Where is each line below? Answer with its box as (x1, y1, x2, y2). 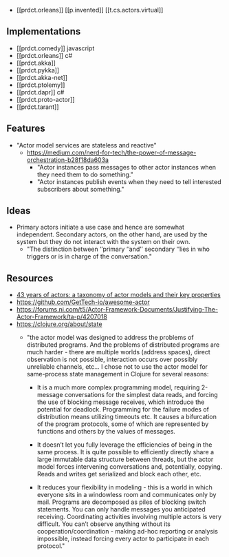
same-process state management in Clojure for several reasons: (26, 370, 209, 378)
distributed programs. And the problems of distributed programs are (26, 341, 220, 349)
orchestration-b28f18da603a (26, 155, 109, 164)
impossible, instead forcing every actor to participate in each (36, 534, 210, 543)
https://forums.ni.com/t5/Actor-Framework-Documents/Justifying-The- (16, 305, 218, 314)
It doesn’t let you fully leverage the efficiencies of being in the (36, 440, 212, 449)
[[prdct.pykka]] (16, 65, 60, 74)
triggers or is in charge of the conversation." (26, 252, 152, 261)
